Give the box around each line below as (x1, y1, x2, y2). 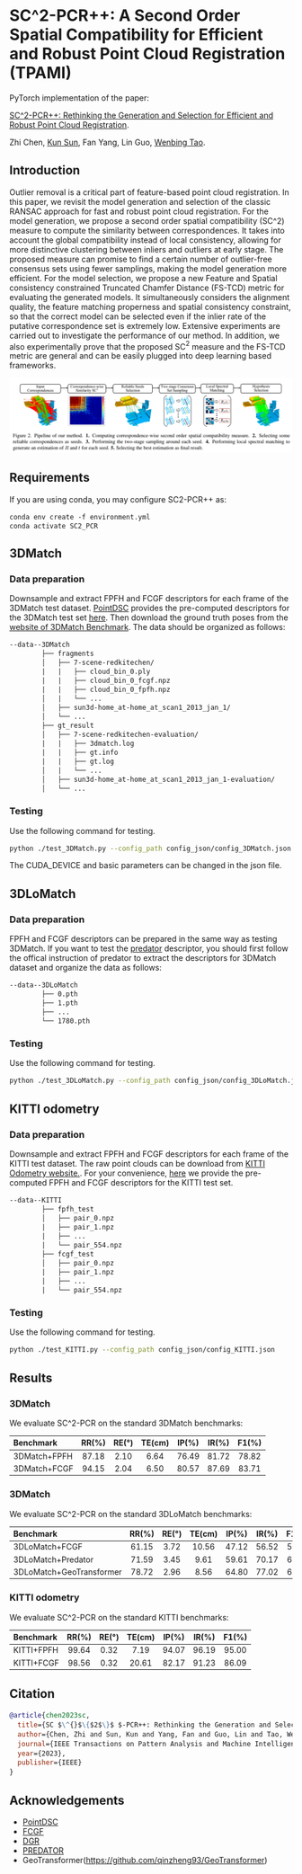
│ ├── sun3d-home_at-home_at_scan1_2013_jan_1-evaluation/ (41, 775, 276, 785)
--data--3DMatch (9, 640, 70, 650)
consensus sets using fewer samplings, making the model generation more (9, 262, 288, 274)
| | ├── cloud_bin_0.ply (41, 667, 151, 677)
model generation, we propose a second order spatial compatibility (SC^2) (9, 215, 285, 226)
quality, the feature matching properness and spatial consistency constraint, (9, 301, 291, 312)
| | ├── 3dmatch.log (41, 739, 135, 749)
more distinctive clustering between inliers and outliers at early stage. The (9, 244, 284, 254)
